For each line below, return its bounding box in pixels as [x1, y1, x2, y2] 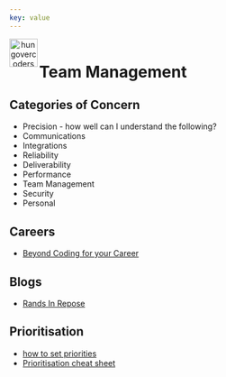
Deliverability [22, 160, 72, 170]
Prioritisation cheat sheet [22, 357, 116, 368]
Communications [22, 131, 86, 142]
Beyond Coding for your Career [22, 248, 140, 259]
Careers [9, 224, 56, 239]
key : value [9, 13, 50, 23]
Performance [22, 169, 72, 180]
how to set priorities [22, 348, 97, 359]
